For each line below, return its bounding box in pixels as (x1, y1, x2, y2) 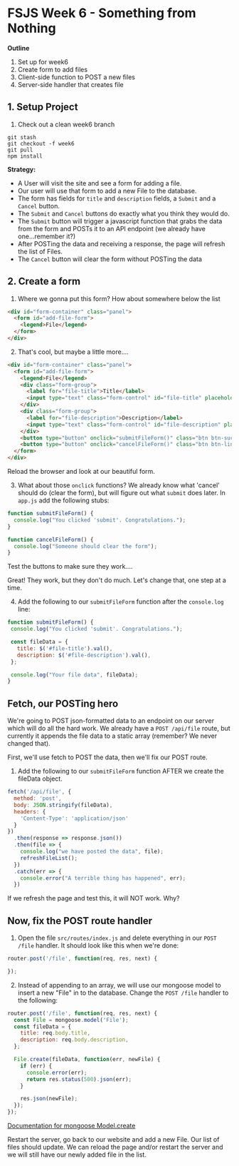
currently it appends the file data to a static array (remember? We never (7, 731, 218, 740)
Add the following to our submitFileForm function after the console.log (17, 597, 224, 606)
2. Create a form (7, 275, 80, 288)
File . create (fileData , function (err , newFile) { (14, 1056, 161, 1063)
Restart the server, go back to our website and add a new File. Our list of (7, 1135, 220, 1144)
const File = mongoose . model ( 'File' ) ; (14, 1016, 129, 1023)
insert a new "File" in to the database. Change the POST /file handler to (17, 988, 229, 997)
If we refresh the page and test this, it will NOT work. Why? (7, 894, 180, 903)
